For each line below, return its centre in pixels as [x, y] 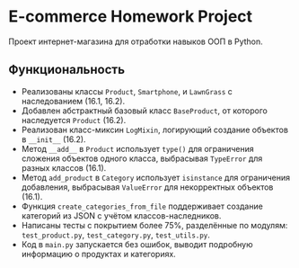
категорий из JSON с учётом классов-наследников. [121, 215]
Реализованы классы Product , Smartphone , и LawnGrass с [127, 91]
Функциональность [67, 70]
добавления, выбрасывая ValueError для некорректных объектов [147, 187]
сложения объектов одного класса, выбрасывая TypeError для [142, 158]
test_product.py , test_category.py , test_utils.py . [115, 235]
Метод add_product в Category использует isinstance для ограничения [156, 177]
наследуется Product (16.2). [74, 120]
